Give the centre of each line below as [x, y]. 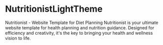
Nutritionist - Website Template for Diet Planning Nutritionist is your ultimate [82, 22]
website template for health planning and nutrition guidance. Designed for [80, 27]
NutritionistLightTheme [54, 9]
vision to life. [18, 38]
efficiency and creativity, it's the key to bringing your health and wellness [79, 33]
